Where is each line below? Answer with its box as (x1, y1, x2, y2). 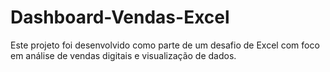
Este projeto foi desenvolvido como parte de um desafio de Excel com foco (10, 39, 320, 51)
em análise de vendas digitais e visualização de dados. (10, 49, 237, 61)
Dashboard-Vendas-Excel (10, 6, 230, 29)
